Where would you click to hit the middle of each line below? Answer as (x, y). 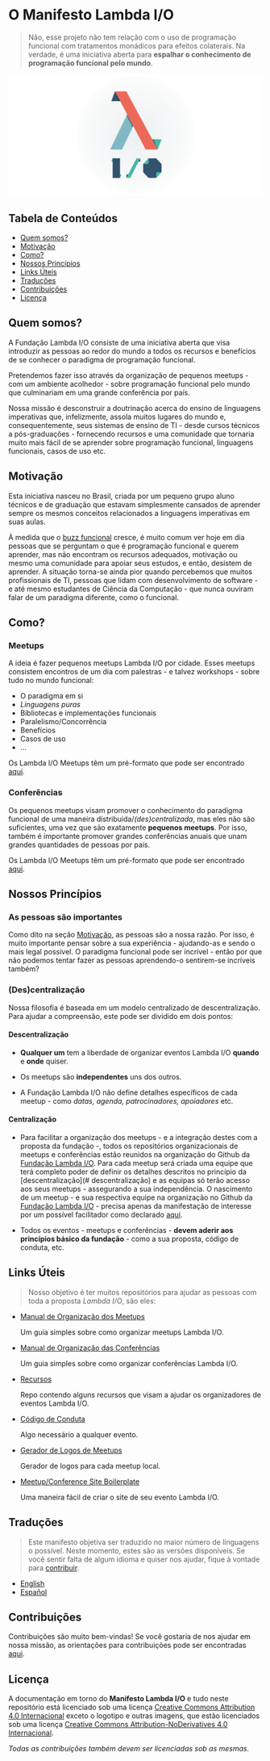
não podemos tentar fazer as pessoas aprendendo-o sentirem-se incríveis (132, 960)
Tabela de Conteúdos (63, 218)
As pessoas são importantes (65, 916)
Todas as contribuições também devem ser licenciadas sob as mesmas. (129, 1749)
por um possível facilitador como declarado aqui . (101, 1214)
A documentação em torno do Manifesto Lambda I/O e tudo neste (118, 1699)
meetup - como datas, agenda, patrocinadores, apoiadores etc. (127, 1101)
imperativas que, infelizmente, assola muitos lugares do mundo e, (117, 417)
